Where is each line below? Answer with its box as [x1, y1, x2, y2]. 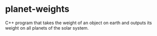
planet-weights [5, 3, 70, 15]
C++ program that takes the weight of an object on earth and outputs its [5, 20, 152, 26]
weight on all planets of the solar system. [5, 25, 89, 31]
